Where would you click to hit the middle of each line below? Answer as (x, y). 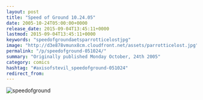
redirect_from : (25, 73)
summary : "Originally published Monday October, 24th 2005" (84, 57)
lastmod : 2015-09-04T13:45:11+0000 (51, 34)
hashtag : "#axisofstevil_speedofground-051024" (67, 68)
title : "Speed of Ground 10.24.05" (51, 17)
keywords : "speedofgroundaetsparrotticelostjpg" (69, 40)
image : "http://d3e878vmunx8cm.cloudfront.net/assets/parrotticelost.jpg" (102, 46)
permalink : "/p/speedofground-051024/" (56, 51)
